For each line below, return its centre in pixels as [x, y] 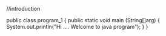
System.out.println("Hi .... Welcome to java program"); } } [77, 27]
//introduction [23, 9]
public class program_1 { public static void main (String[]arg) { [83, 20]
